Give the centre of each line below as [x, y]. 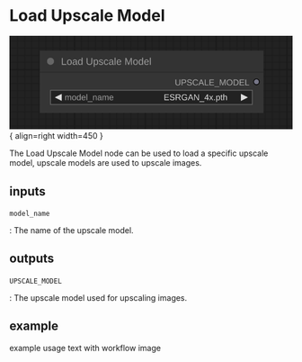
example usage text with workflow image [85, 348]
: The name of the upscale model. [71, 231]
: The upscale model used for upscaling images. [98, 297]
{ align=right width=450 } [56, 136]
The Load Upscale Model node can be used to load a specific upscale [139, 153]
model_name [30, 214]
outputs [32, 259]
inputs [28, 191]
